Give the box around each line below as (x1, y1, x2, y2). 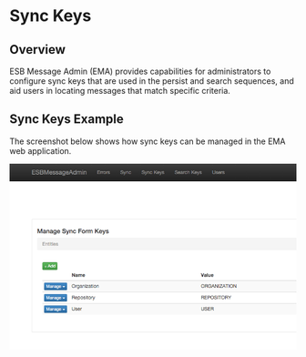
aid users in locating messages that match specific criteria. (9, 86, 230, 96)
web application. (9, 145, 72, 156)
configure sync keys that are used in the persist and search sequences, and (9, 76, 294, 87)
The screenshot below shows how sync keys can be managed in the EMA (9, 136, 286, 147)
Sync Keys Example (9, 111, 125, 127)
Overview (9, 42, 66, 57)
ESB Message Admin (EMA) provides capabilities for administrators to (9, 66, 271, 76)
